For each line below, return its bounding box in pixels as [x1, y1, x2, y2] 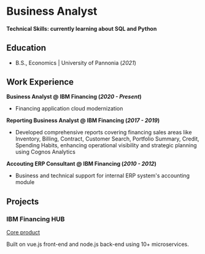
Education [6, 43, 47, 53]
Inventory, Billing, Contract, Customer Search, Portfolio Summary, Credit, [15, 135, 199, 142]
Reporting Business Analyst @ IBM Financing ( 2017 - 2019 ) [6, 117, 160, 124]
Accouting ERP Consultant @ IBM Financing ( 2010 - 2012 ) [6, 160, 157, 167]
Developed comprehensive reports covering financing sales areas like [15, 129, 192, 136]
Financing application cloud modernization [15, 105, 123, 112]
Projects [6, 196, 39, 207]
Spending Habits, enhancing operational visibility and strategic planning [15, 142, 198, 149]
